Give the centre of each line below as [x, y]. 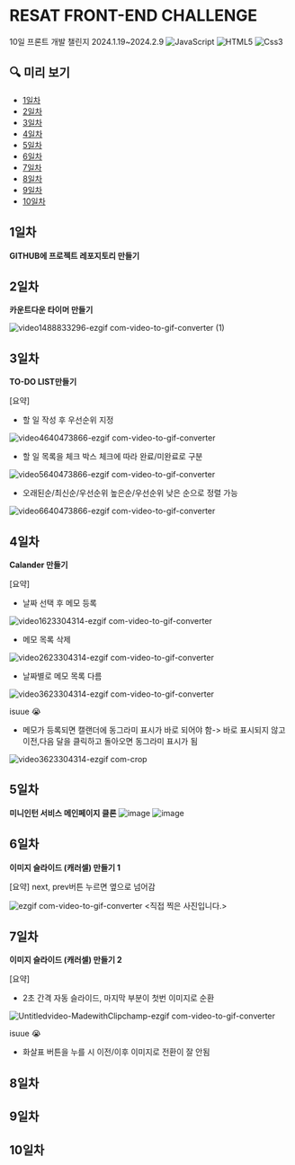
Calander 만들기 [39, 565]
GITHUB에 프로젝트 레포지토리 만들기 [75, 255]
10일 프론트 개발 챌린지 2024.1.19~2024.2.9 [87, 41]
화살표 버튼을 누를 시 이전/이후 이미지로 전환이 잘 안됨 [116, 1052]
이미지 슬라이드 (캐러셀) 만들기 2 [66, 960]
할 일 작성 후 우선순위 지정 [68, 420]
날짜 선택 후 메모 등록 [59, 603]
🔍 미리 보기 [40, 73]
